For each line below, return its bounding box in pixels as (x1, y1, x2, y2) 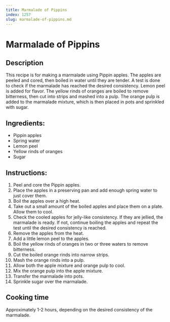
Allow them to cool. (13, 209, 54, 215)
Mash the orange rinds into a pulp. (13, 257, 85, 263)
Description (6, 59, 44, 67)
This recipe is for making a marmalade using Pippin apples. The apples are (6, 72, 161, 78)
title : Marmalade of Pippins (6, 7, 67, 13)
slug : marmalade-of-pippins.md (6, 17, 72, 22)
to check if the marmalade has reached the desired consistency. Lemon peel (6, 83, 165, 89)
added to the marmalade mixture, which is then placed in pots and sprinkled (6, 99, 164, 105)
